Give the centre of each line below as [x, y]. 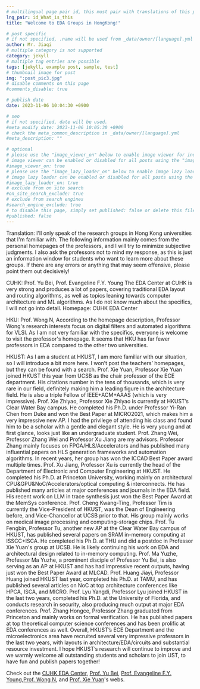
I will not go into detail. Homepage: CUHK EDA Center [72, 308]
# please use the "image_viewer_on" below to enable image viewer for [96, 155]
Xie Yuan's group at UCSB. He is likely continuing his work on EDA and [93, 547]
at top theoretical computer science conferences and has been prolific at [96, 623]
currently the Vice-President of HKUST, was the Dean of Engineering [91, 509]
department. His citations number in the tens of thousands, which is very [95, 382]
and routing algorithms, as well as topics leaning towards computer [88, 295]
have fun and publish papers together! [53, 662]
